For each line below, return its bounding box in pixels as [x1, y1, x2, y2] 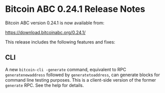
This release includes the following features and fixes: [5, 39, 115, 45]
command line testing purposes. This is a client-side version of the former [5, 77, 156, 83]
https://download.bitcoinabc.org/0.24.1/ [5, 29, 86, 35]
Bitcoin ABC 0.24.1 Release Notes [5, 3, 145, 15]
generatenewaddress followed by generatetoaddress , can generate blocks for [5, 72, 160, 78]
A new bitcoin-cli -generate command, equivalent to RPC [5, 66, 126, 72]
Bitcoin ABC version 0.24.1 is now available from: [5, 20, 105, 26]
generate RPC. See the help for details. [5, 82, 84, 88]
